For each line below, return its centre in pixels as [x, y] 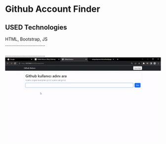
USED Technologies [36, 27]
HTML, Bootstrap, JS [26, 39]
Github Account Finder [53, 9]
